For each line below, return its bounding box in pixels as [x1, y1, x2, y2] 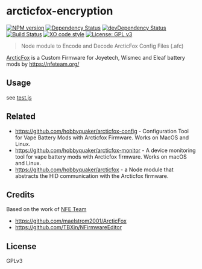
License [6, 241, 37, 252]
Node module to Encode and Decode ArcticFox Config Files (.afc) [21, 42, 184, 49]
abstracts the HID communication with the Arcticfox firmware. [14, 172, 169, 179]
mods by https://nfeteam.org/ [6, 60, 80, 68]
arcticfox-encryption [6, 4, 113, 18]
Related [6, 112, 36, 122]
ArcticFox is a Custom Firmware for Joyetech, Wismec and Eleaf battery [6, 54, 186, 61]
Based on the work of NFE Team [6, 206, 87, 213]
